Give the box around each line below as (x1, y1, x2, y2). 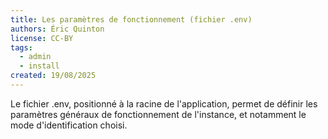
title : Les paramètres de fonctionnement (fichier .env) (10, 14, 253, 25)
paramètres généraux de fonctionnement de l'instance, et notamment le (10, 108, 307, 120)
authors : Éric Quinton (10, 24, 105, 34)
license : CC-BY (10, 33, 74, 43)
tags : (10, 42, 33, 53)
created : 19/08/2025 (10, 71, 97, 81)
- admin (19, 52, 52, 62)
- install (19, 61, 60, 71)
